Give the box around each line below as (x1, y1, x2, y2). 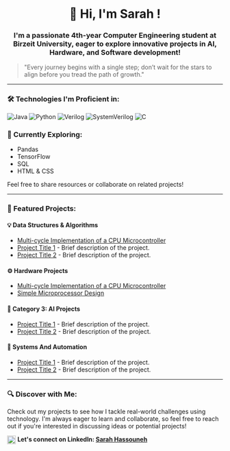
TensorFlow (16, 153, 51, 161)
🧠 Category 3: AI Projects (7, 305, 81, 313)
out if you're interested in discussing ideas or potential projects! (7, 422, 187, 430)
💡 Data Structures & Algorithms (7, 220, 99, 229)
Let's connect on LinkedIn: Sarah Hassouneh (16, 435, 148, 443)
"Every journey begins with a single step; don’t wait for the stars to (23, 63, 212, 71)
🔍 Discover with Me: (7, 389, 77, 399)
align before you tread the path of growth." (23, 70, 145, 79)
